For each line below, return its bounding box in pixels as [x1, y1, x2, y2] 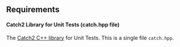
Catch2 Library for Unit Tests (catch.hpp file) [6, 21, 120, 28]
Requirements [6, 5, 60, 15]
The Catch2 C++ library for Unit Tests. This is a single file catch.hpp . [6, 34, 174, 41]
